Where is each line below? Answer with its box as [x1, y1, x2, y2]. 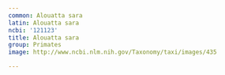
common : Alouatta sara [8, 11, 83, 20]
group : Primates [8, 41, 62, 49]
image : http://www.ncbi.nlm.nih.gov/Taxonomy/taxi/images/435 [8, 48, 217, 56]
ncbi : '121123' [8, 26, 58, 34]
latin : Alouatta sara [8, 19, 80, 27]
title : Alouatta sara [8, 33, 80, 42]
